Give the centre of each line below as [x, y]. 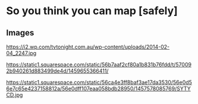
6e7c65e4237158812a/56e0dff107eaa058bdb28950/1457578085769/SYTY [99, 89]
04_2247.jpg [21, 53]
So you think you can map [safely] [92, 11]
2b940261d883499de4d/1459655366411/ [57, 71]
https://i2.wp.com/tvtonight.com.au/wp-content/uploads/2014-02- [88, 47]
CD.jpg [15, 95]
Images [20, 33]
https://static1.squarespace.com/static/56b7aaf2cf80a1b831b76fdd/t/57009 [99, 64]
